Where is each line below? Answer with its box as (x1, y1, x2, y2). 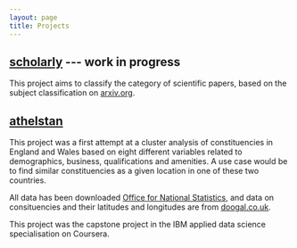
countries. (9, 175, 46, 186)
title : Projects (9, 21, 70, 30)
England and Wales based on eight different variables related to (9, 146, 243, 157)
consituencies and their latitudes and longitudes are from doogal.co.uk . (9, 202, 272, 212)
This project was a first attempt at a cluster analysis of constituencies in (9, 137, 274, 148)
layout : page (9, 12, 58, 22)
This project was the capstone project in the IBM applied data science (9, 219, 266, 230)
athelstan (9, 113, 64, 128)
